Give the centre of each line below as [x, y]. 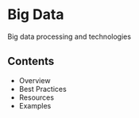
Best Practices [42, 89]
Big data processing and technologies [69, 36]
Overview [35, 80]
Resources [37, 97]
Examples [35, 105]
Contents [31, 61]
